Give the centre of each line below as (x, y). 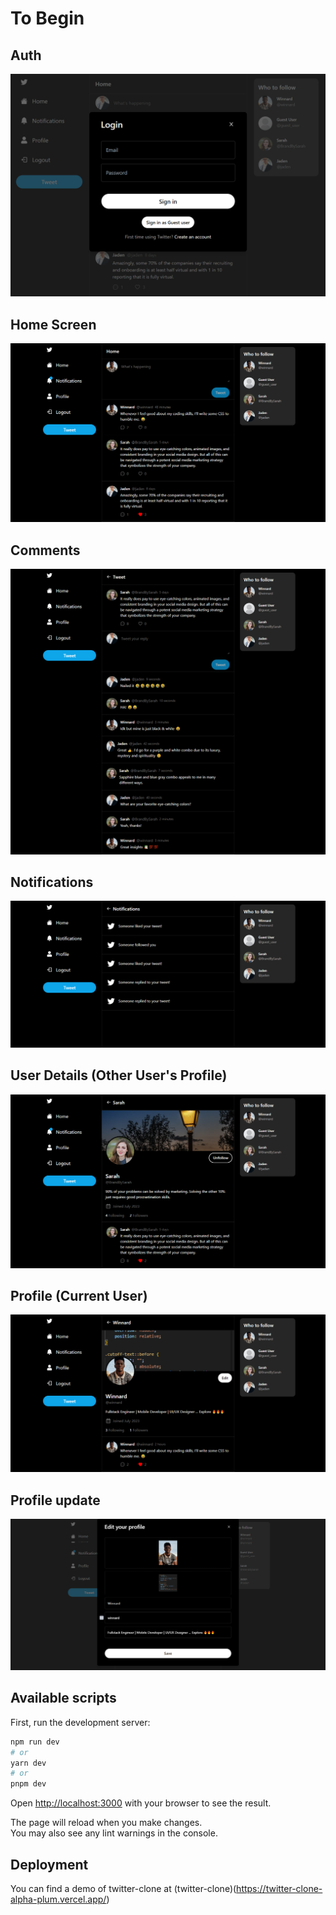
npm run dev (35, 1742)
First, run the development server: (80, 1722)
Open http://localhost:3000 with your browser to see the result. (141, 1803)
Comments (45, 550)
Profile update (55, 1500)
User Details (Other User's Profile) (119, 1075)
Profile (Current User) (79, 1296)
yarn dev (28, 1763)
